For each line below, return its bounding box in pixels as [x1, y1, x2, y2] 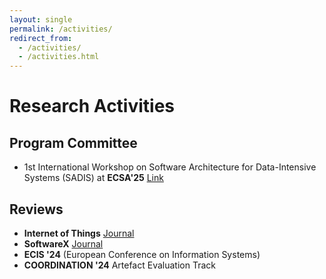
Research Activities [9, 95, 176, 118]
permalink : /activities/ [9, 24, 113, 34]
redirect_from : [9, 33, 73, 43]
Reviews [9, 201, 64, 218]
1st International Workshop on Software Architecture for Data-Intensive [23, 161, 317, 173]
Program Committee [9, 134, 138, 151]
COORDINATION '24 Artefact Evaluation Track [23, 259, 216, 271]
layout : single [9, 14, 73, 25]
